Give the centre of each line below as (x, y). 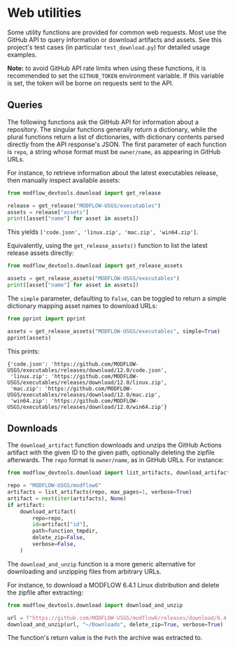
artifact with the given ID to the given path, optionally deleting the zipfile (111, 452)
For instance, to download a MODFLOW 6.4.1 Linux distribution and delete (113, 585)
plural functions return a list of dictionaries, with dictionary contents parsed (116, 137)
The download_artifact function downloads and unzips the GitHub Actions (114, 445)
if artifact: (26, 505)
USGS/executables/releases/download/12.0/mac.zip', (84, 395)
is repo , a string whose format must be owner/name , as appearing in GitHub (114, 151)
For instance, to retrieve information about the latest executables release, (113, 172)
